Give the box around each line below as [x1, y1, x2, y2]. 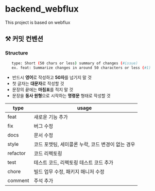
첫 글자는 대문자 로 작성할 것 [12, 81, 65, 87]
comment [7, 177, 29, 184]
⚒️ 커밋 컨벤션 [5, 35, 44, 43]
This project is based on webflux [5, 19, 70, 25]
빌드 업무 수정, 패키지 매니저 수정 [34, 169, 104, 175]
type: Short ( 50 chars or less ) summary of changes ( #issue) [11, 61, 138, 66]
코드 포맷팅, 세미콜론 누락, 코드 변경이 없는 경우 [34, 141, 135, 148]
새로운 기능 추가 [34, 114, 68, 121]
